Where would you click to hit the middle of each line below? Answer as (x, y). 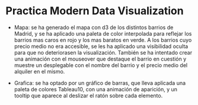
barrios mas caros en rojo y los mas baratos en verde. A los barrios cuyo (103, 40)
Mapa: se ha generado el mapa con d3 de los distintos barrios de (94, 27)
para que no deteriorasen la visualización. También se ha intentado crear (103, 52)
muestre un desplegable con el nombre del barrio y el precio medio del (101, 65)
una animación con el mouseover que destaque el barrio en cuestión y (100, 59)
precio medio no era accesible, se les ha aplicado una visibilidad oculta (101, 46)
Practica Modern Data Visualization (95, 11)
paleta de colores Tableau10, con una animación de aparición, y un (96, 89)
